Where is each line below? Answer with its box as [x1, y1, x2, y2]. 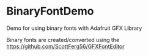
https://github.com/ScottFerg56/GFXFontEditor [6, 43, 125, 50]
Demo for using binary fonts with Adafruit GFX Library [6, 24, 142, 32]
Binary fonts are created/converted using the [6, 36, 120, 43]
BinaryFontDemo [6, 4, 94, 18]
